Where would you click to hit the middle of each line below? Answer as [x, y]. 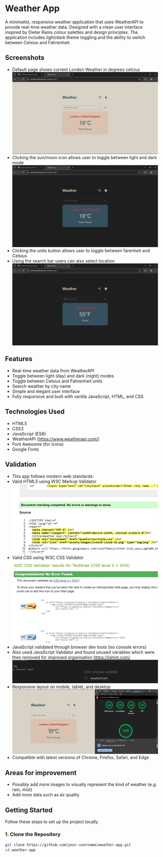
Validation [21, 465]
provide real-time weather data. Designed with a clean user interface [74, 27]
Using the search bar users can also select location [63, 261]
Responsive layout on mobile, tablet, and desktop [61, 687]
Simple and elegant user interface [46, 391]
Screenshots [25, 58]
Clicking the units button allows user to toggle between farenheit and [81, 250]
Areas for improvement [41, 773]
